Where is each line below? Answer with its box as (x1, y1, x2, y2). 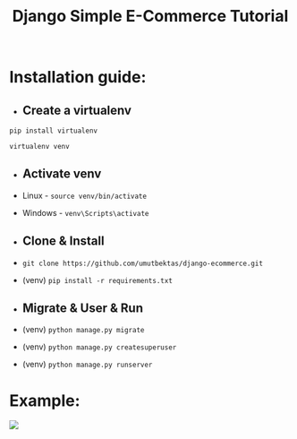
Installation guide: (9, 67, 147, 88)
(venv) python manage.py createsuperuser (21, 341, 177, 352)
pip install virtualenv (9, 126, 98, 135)
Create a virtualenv (21, 102, 132, 117)
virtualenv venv (9, 142, 70, 151)
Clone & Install (21, 234, 105, 249)
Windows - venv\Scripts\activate (21, 207, 149, 218)
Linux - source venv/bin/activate (21, 190, 148, 201)
